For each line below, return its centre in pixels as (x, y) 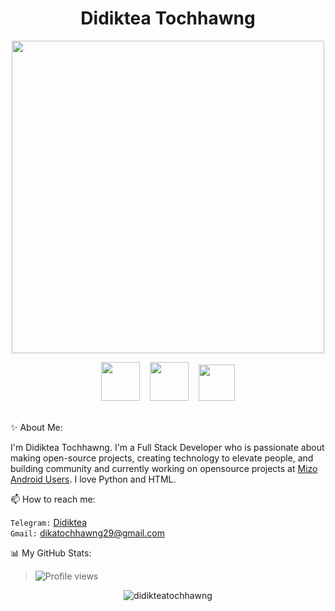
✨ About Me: (36, 427)
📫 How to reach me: (53, 499)
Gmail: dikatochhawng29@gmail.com (87, 533)
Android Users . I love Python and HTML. (93, 479)
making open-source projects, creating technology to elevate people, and (162, 458)
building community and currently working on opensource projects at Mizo (164, 468)
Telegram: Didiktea (49, 522)
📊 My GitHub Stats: (51, 553)
